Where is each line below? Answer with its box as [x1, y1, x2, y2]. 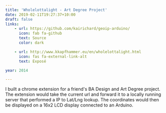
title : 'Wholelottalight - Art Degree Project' [5, 7, 108, 13]
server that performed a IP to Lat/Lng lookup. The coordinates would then [5, 97, 159, 103]
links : [5, 21, 19, 27]
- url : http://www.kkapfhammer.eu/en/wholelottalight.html [14, 49, 142, 54]
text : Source [18, 36, 47, 41]
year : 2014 [5, 68, 28, 73]
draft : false [5, 17, 33, 22]
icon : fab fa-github [18, 31, 62, 36]
